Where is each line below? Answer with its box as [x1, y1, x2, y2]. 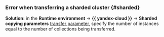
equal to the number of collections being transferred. [5, 26, 116, 32]
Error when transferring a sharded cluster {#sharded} [5, 4, 140, 11]
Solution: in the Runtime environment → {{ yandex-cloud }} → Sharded [5, 15, 157, 21]
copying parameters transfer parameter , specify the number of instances [5, 20, 159, 26]
